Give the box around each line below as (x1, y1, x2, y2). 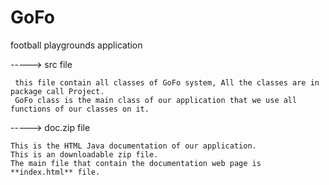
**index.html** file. (10, 167, 101, 177)
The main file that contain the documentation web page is (10, 158, 262, 168)
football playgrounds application (10, 39, 143, 51)
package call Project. (10, 86, 105, 96)
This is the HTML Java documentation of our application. (10, 141, 257, 151)
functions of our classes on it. (10, 104, 150, 114)
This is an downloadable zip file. (10, 149, 159, 160)
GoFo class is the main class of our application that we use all (14, 95, 298, 105)
